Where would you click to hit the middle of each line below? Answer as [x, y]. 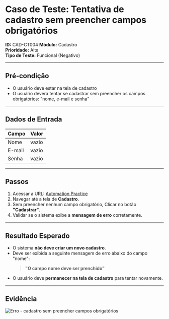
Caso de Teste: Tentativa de [65, 9]
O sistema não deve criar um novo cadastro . [59, 248]
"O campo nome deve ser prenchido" [65, 269]
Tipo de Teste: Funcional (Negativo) [43, 55]
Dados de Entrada [34, 119]
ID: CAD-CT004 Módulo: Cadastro [41, 44]
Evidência [21, 299]
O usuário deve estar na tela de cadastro [55, 88]
